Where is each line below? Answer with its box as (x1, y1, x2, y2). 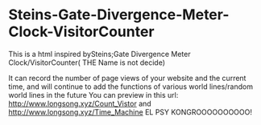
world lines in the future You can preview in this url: (8, 90, 179, 99)
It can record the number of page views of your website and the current (8, 73, 246, 83)
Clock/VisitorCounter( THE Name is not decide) (8, 58, 166, 67)
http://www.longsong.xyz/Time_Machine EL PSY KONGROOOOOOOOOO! (8, 107, 252, 117)
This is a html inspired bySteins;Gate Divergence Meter (8, 49, 191, 58)
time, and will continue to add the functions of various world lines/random (8, 82, 254, 91)
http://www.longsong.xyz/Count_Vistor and (8, 99, 151, 108)
